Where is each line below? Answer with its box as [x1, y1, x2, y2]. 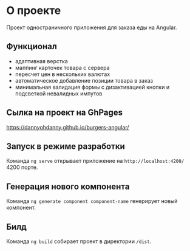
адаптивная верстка [15, 57, 68, 64]
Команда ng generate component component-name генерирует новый [6, 198, 178, 205]
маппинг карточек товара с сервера [15, 64, 110, 71]
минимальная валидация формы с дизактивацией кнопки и [15, 83, 170, 91]
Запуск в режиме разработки [6, 141, 126, 151]
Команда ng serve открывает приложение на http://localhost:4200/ [6, 157, 185, 165]
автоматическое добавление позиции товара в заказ [15, 77, 154, 84]
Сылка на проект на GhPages [6, 108, 123, 118]
